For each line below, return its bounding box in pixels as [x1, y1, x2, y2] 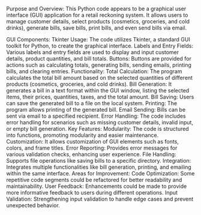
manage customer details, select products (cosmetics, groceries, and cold [6, 18, 190, 25]
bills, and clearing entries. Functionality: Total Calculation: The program [6, 68, 182, 74]
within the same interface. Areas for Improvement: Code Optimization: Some [6, 170, 195, 177]
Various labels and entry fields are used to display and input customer [6, 49, 179, 56]
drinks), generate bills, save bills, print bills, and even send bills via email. [6, 24, 187, 31]
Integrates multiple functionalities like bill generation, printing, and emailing [6, 163, 192, 171]
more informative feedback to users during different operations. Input [6, 189, 178, 196]
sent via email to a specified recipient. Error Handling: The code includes [6, 112, 186, 120]
